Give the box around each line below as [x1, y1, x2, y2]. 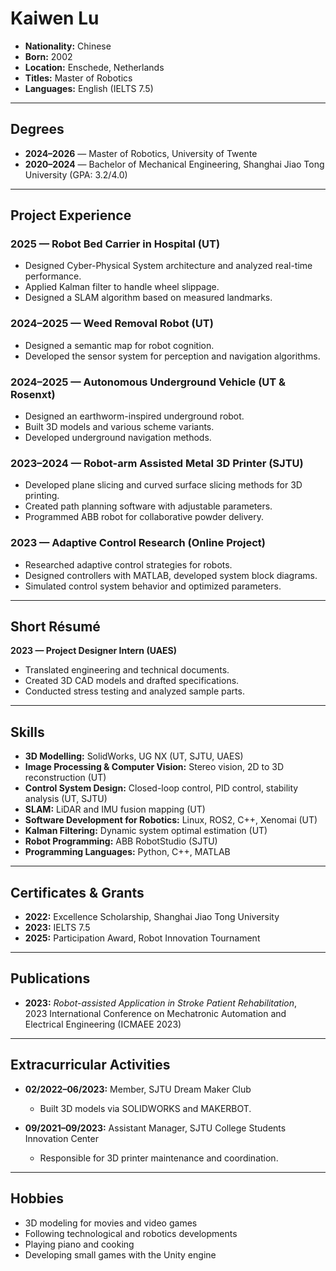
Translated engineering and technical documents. [24, 664, 230, 676]
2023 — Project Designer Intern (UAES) [10, 645, 178, 657]
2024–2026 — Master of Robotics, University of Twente [24, 147, 258, 159]
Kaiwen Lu [10, 7, 100, 30]
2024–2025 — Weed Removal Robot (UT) [10, 317, 214, 331]
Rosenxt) [10, 387, 56, 401]
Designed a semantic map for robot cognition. [24, 339, 215, 351]
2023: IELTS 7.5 [24, 922, 91, 934]
